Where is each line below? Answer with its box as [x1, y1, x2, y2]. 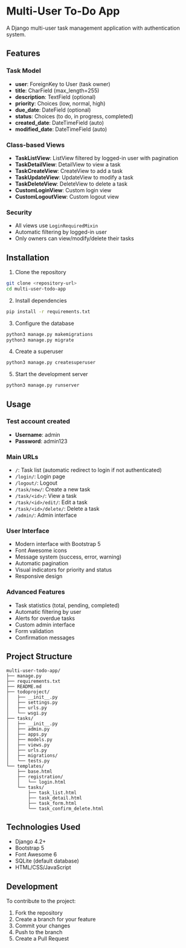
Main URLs [6, 452, 39, 461]
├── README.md [6, 684, 42, 690]
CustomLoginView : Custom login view [14, 186, 112, 193]
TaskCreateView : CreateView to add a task [14, 167, 123, 174]
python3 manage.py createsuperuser [6, 360, 96, 366]
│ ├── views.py [6, 742, 50, 748]
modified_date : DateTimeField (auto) [14, 126, 107, 133]
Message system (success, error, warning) [14, 553, 122, 560]
